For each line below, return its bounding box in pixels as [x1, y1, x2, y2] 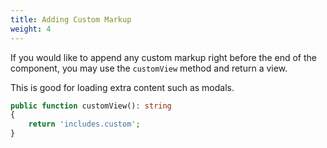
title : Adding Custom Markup [10, 14, 132, 25]
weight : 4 [10, 24, 52, 34]
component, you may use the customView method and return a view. [10, 62, 288, 74]
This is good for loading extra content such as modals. [10, 81, 235, 93]
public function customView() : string [10, 101, 172, 111]
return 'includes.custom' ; [28, 119, 141, 130]
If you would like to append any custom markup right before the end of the [10, 51, 318, 63]
